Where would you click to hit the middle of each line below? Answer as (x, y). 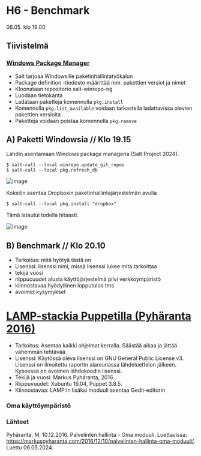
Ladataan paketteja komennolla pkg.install (69, 101)
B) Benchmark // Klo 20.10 (56, 246)
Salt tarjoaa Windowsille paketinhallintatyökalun (74, 76)
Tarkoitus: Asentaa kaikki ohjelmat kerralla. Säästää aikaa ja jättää (96, 346)
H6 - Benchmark (48, 10)
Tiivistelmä (28, 46)
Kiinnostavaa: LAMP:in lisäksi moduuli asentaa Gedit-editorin (90, 390)
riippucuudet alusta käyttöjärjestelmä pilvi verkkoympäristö (88, 279)
